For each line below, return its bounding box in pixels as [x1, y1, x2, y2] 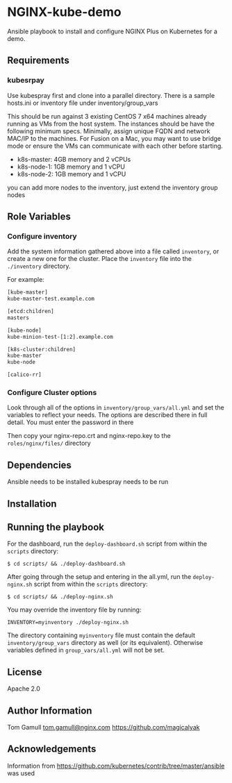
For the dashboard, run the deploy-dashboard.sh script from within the [7, 539, 208, 548]
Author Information [7, 705, 92, 716]
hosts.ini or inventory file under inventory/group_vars [7, 99, 158, 107]
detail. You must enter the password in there [7, 418, 134, 427]
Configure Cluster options [7, 387, 97, 397]
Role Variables [7, 211, 71, 223]
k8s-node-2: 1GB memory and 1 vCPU [17, 169, 126, 178]
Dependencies [7, 459, 72, 471]
